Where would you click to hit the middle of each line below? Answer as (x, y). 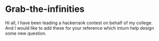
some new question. (26, 33)
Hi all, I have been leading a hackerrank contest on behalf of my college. (79, 23)
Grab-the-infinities (45, 9)
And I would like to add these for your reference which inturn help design (80, 28)
